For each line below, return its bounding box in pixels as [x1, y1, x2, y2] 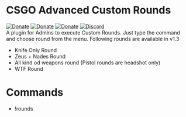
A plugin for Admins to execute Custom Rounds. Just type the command [6, 29, 180, 36]
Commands [6, 86, 64, 99]
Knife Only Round [14, 46, 57, 53]
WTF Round [14, 65, 44, 72]
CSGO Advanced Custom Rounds [6, 4, 171, 17]
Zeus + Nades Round [14, 53, 66, 60]
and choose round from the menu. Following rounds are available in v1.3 [6, 35, 180, 42]
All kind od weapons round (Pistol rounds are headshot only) [14, 59, 161, 66]
